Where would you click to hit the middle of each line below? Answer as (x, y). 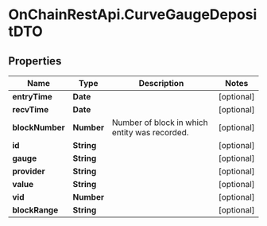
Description (161, 83)
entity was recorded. (150, 132)
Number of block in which (160, 123)
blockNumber (39, 127)
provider (29, 171)
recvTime (31, 109)
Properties (35, 61)
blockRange (35, 210)
